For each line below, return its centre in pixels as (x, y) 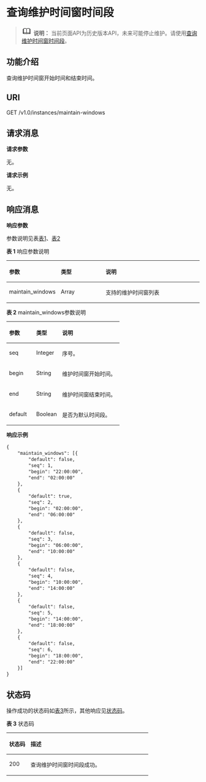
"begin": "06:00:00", (56, 546)
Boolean (46, 414)
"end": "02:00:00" (52, 478)
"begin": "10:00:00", (56, 583)
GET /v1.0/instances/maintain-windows (56, 112)
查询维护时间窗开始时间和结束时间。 (52, 78)
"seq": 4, (41, 576)
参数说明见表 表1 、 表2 (33, 238)
